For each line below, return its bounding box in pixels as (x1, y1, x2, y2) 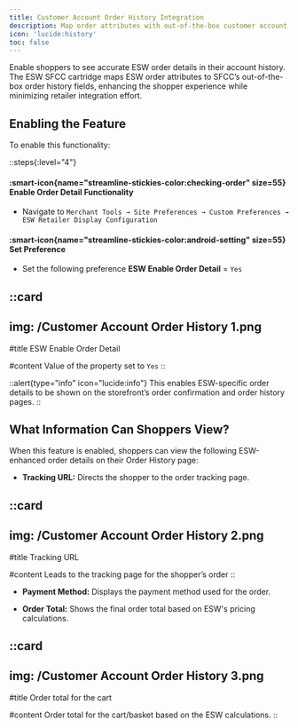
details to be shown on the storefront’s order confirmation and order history (9, 387, 286, 398)
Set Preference (9, 243, 67, 254)
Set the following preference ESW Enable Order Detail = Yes (21, 264, 242, 274)
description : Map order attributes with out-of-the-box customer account (9, 21, 288, 30)
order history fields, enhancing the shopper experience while (25, 81, 248, 91)
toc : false (9, 37, 50, 47)
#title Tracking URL (9, 551, 80, 562)
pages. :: (9, 396, 42, 407)
